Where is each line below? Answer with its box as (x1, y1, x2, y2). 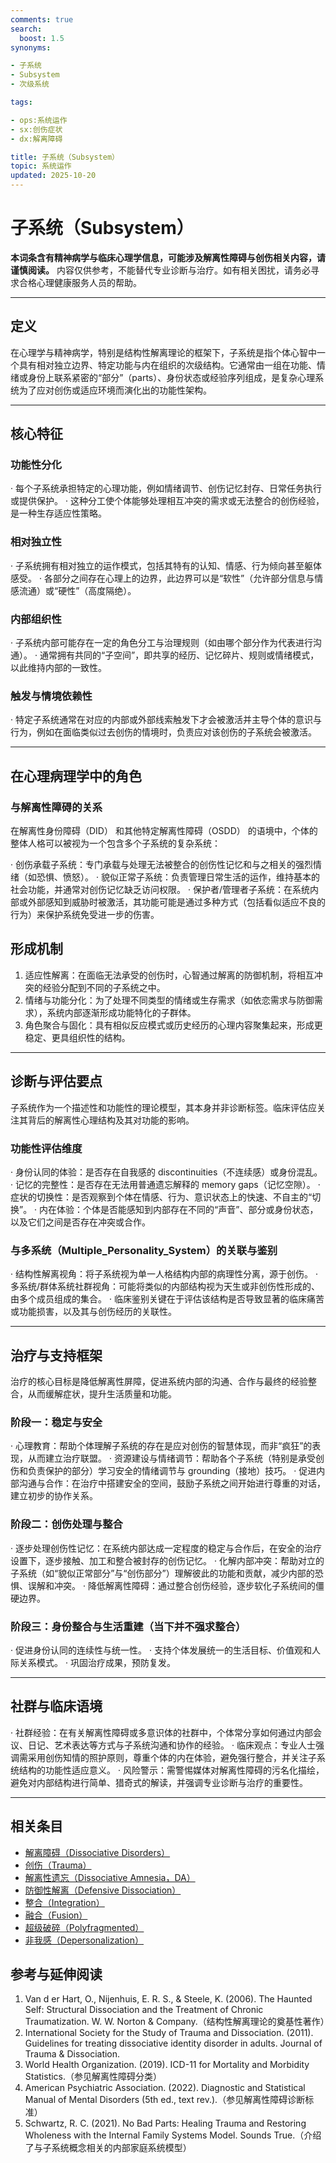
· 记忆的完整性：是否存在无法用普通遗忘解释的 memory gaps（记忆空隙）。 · (10, 1178, 321, 1190)
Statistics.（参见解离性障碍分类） (24, 2071, 163, 2083)
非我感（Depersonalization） (24, 1934, 144, 1946)
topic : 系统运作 (10, 161, 72, 171)
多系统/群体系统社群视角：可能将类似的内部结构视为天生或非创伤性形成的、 (10, 1281, 321, 1293)
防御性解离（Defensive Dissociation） (24, 1884, 182, 1896)
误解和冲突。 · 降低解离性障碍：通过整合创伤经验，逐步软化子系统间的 (27, 1579, 316, 1591)
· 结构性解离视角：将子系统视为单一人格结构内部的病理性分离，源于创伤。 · (10, 1268, 318, 1280)
